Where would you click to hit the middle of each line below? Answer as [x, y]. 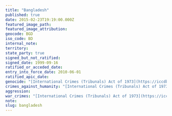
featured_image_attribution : [36, 29]
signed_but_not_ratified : [33, 58]
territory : [17, 48]
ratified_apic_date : [27, 77]
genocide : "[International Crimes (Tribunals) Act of [64, 82]
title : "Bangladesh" [27, 10]
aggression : [18, 91]
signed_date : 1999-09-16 [32, 63]
